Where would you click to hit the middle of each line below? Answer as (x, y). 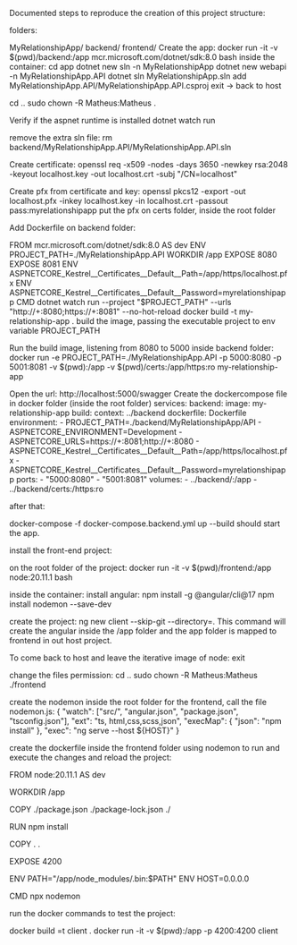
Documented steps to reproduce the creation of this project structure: (137, 13)
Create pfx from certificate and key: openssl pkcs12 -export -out (128, 191)
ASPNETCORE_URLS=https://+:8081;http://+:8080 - (104, 441)
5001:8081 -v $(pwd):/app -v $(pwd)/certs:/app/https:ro (112, 367)
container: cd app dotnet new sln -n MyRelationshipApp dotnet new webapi (148, 67)
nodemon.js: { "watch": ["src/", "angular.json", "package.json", (124, 711)
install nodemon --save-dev (60, 604)
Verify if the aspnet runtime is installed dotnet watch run (112, 120)
